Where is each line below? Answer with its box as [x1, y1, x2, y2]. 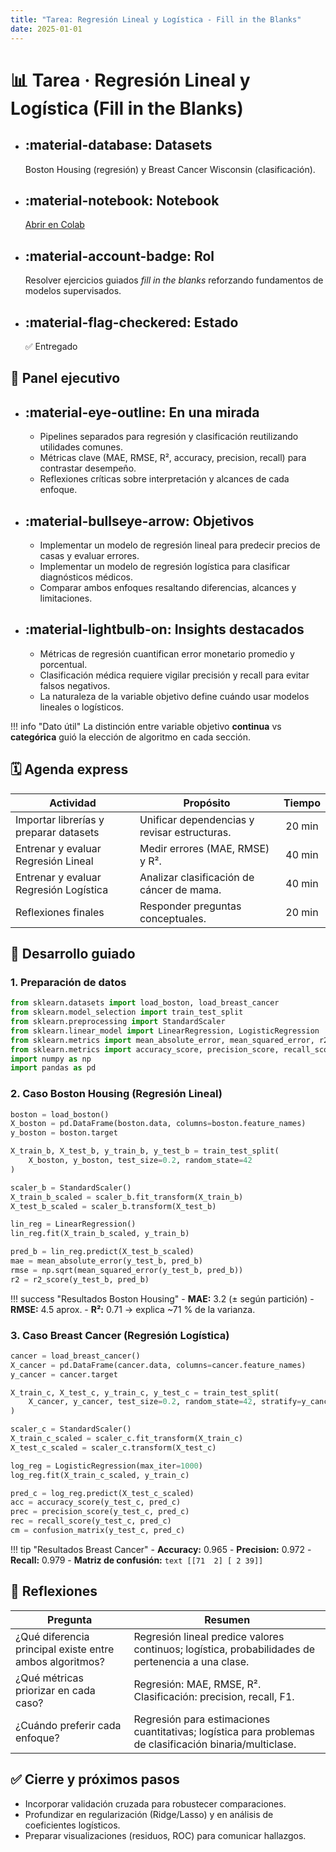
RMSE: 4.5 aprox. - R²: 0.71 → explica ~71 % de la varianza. [10, 1303, 256, 1315]
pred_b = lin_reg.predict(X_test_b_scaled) [10, 1247, 195, 1257]
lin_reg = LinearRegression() [10, 1219, 137, 1230]
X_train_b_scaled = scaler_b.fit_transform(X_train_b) [10, 1192, 244, 1202]
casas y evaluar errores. [39, 549, 140, 561]
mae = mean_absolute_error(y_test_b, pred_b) [10, 1256, 203, 1266]
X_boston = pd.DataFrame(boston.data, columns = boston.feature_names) [10, 1119, 307, 1129]
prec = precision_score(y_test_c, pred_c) [10, 1507, 190, 1517]
